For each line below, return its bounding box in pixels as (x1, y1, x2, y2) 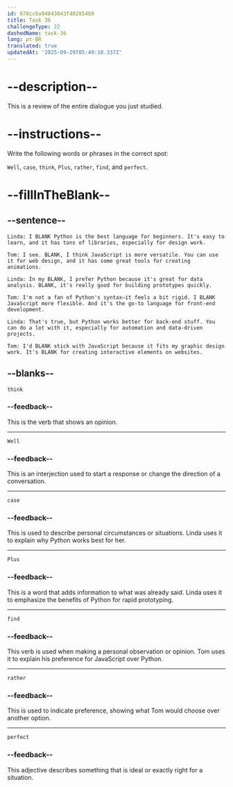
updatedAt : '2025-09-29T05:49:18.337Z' (7, 49, 123, 56)
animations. (7, 263, 42, 270)
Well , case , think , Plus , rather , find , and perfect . (7, 163, 148, 171)
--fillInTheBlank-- (7, 187, 111, 202)
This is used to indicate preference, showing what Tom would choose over (7, 706, 220, 715)
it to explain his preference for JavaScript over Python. (7, 655, 164, 663)
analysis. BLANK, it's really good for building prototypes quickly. (7, 282, 213, 289)
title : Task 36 (7, 17, 51, 24)
